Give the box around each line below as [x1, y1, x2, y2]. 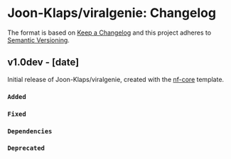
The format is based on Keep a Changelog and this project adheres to [7, 28, 212, 37]
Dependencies [7, 127, 53, 135]
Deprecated [7, 144, 45, 153]
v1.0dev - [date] [7, 57, 80, 69]
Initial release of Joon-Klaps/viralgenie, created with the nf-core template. [7, 75, 225, 83]
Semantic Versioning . [7, 35, 70, 44]
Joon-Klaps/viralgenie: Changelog [7, 5, 217, 21]
